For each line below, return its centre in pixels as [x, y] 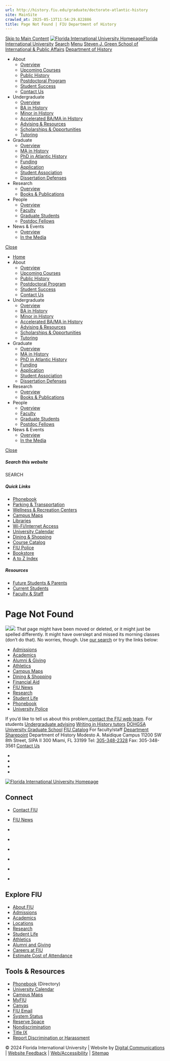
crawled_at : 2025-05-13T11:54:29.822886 [49, 19]
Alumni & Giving [29, 660]
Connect [19, 798]
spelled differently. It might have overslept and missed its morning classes [82, 634]
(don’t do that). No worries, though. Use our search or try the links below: [82, 640]
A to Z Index [25, 559]
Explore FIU [24, 895]
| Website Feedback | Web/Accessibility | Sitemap [57, 1053]
